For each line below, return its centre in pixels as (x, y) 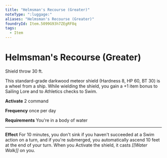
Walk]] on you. (20, 150)
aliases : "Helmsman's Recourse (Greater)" (50, 19)
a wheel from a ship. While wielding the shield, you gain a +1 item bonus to (82, 86)
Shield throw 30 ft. (24, 71)
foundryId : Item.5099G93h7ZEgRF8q (41, 24)
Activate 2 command (27, 101)
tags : (11, 28)
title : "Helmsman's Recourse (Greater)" (48, 10)
